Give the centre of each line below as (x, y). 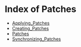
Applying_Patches (31, 23)
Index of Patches (40, 9)
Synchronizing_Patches (36, 39)
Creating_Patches (30, 28)
